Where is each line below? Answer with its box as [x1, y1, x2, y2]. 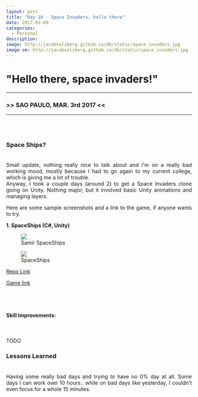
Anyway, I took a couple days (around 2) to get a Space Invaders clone [6, 181, 192, 188]
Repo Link [6, 268, 31, 275]
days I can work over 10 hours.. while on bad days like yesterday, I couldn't [6, 379, 192, 386]
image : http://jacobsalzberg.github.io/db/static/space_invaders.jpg [6, 42, 181, 48]
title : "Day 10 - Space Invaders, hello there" [6, 14, 126, 20]
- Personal [11, 31, 38, 37]
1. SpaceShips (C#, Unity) [6, 222, 70, 229]
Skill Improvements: [6, 311, 57, 319]
